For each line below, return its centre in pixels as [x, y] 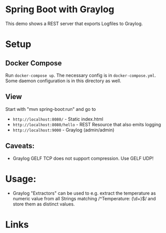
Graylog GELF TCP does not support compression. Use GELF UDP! [83, 158]
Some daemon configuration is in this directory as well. [63, 81]
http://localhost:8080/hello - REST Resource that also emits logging [87, 124]
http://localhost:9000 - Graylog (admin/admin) [64, 130]
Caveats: [20, 146]
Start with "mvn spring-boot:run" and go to [51, 109]
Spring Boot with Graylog [60, 9]
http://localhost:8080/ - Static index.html [58, 119]
